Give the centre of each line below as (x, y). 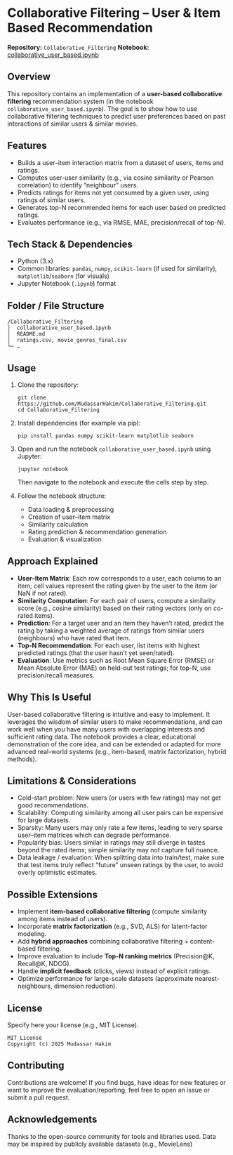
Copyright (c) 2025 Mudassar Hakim (59, 1044)
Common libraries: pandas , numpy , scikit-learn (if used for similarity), (117, 269)
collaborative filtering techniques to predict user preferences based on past (116, 116)
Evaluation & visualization (65, 539)
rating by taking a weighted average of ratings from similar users (111, 631)
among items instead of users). (62, 919)
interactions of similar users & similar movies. (73, 124)
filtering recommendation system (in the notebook (80, 101)
